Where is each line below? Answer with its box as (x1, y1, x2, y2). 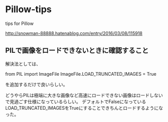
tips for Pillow (5, 20, 34, 26)
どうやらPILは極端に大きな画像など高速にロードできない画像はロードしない (5, 92, 163, 98)
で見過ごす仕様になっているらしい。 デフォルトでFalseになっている (5, 98, 146, 105)
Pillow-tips (5, 4, 52, 15)
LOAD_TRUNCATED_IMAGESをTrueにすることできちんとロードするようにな (5, 105, 163, 111)
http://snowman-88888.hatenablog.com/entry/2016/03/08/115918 (5, 30, 143, 36)
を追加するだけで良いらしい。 (5, 81, 68, 87)
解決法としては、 (5, 60, 41, 67)
